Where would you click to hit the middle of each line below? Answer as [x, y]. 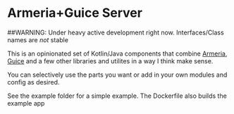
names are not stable [38, 39]
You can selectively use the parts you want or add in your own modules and [117, 75]
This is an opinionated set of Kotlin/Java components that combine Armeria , [117, 53]
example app [26, 103]
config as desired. [33, 82]
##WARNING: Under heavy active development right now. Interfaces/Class [116, 32]
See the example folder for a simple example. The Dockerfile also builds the [117, 96]
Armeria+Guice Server [75, 13]
